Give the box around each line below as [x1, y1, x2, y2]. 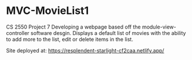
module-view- [142, 23, 176, 30]
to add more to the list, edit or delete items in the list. [6, 36, 133, 43]
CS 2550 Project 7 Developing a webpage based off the [6, 23, 141, 30]
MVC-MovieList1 [6, 4, 89, 17]
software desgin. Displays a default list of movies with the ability [30, 29, 186, 36]
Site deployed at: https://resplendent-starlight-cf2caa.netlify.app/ [6, 47, 164, 54]
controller [6, 29, 29, 36]
